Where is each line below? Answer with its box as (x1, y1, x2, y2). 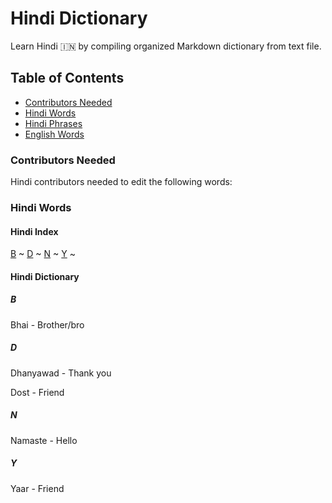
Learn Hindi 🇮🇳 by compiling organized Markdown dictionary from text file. (10, 40, 322, 52)
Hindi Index (10, 225, 59, 237)
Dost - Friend (10, 386, 65, 398)
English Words (24, 128, 85, 140)
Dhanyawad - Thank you (10, 367, 112, 379)
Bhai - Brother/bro (10, 318, 85, 331)
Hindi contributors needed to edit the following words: (10, 176, 233, 188)
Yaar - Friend (10, 482, 65, 494)
